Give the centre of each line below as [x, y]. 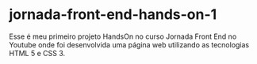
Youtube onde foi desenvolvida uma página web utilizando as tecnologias [129, 44]
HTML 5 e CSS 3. [37, 53]
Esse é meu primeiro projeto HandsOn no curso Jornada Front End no [123, 36]
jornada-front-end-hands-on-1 [113, 15]
